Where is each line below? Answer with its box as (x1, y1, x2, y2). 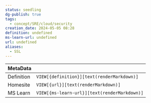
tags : (5, 16, 16, 21)
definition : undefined (5, 30, 52, 35)
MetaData (7, 65, 31, 72)
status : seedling (5, 7, 41, 12)
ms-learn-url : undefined (5, 35, 57, 40)
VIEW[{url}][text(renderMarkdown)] (36, 82, 121, 88)
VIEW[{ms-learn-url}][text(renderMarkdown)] (36, 90, 144, 96)
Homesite (7, 81, 30, 88)
